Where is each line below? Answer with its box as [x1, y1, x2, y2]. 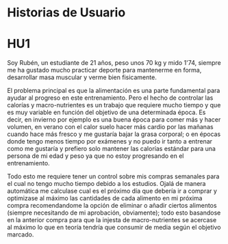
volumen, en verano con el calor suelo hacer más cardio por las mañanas [7, 123, 214, 131]
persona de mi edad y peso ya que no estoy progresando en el [7, 152, 184, 160]
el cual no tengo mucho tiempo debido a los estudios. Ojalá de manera [7, 180, 206, 188]
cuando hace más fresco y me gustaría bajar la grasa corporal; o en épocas [7, 130, 221, 138]
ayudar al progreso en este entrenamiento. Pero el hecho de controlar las [7, 94, 214, 102]
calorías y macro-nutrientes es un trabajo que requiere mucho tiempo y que [7, 101, 221, 109]
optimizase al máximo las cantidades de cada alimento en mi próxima [7, 194, 203, 202]
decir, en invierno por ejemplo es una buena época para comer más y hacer [7, 116, 221, 124]
